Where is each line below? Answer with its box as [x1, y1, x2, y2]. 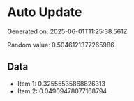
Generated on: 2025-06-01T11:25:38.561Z [7, 27, 128, 36]
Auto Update [7, 4, 82, 20]
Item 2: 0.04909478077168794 [17, 86, 107, 95]
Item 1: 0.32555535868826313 [17, 79, 106, 88]
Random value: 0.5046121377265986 [7, 40, 115, 49]
